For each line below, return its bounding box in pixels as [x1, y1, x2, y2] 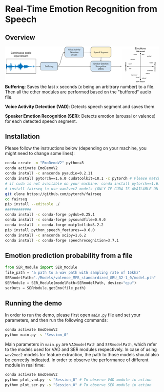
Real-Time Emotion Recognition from [5, 3, 158, 15]
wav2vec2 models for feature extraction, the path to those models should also [5, 352, 159, 358]
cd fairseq [5, 196, 27, 201]
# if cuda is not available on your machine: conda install [5, 181, 130, 186]
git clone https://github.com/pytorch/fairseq [5, 192, 102, 196]
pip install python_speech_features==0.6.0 [5, 227, 95, 233]
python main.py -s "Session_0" [5, 332, 69, 338]
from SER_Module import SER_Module [5, 265, 78, 270]
